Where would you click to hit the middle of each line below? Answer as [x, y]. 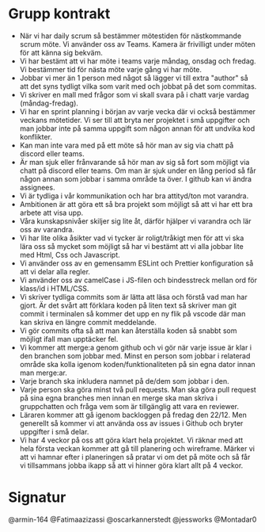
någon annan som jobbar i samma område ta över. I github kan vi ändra [135, 178]
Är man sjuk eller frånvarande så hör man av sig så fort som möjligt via [134, 162]
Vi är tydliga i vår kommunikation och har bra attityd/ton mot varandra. [134, 196]
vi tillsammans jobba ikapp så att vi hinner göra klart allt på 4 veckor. [131, 465]
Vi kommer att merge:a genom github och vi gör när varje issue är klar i [135, 347]
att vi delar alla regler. [55, 271]
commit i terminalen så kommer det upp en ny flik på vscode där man [132, 313]
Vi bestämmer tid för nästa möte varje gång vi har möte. [111, 69]
